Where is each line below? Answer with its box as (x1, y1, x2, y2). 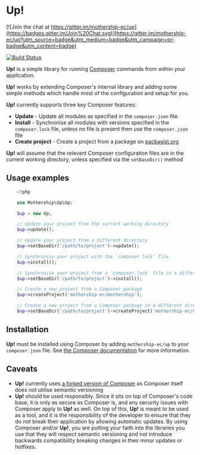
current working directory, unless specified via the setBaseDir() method (6, 155, 183, 163)
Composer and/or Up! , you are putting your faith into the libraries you (14, 424, 185, 431)
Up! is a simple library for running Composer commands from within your (6, 65, 186, 72)
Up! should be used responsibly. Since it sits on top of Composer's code (14, 392, 193, 400)
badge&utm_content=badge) (6, 42, 77, 49)
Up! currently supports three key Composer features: (6, 101, 137, 108)
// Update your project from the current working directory (17, 221, 169, 227)
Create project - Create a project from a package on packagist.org (14, 138, 179, 145)
